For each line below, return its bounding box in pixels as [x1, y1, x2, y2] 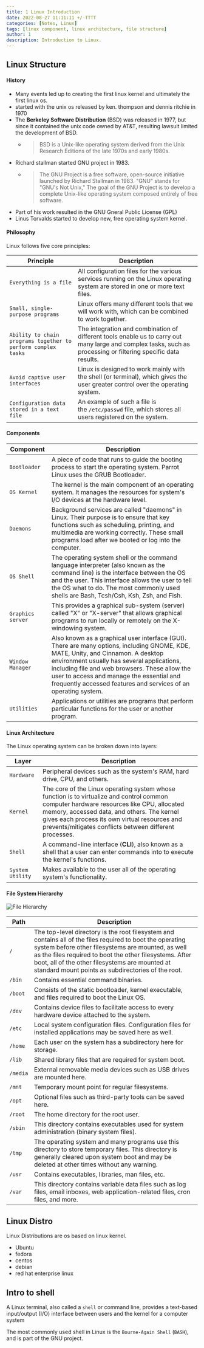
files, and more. [34, 1195, 78, 1204]
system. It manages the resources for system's [51, 488, 185, 496]
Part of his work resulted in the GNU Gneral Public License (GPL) [15, 208, 177, 216]
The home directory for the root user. [34, 1110, 140, 1119]
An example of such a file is [78, 397, 157, 406]
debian [15, 1264, 33, 1271]
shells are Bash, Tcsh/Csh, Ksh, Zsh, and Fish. [51, 591, 182, 599]
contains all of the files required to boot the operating [34, 935, 186, 944]
